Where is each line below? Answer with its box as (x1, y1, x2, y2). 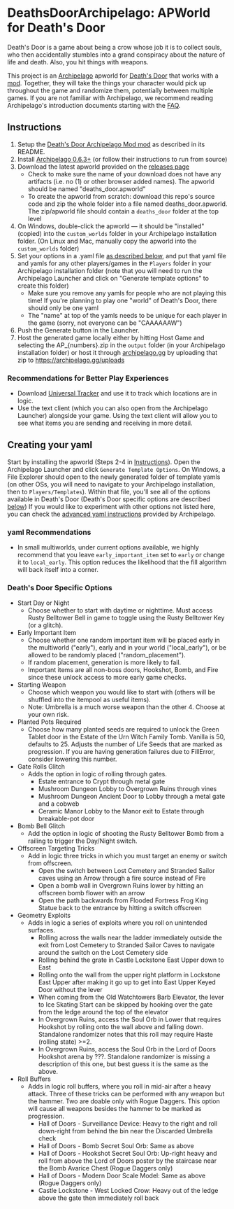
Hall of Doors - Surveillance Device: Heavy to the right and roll (38, 1119, 218, 1128)
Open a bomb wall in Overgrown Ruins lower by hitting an (38, 881, 204, 890)
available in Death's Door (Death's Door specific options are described (7, 495, 211, 503)
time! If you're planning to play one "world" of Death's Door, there (27, 296, 217, 305)
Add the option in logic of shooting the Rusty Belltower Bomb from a (27, 830, 224, 838)
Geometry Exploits (17, 911, 71, 920)
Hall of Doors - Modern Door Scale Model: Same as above (38, 1171, 206, 1180)
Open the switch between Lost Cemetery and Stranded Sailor (38, 867, 215, 875)
